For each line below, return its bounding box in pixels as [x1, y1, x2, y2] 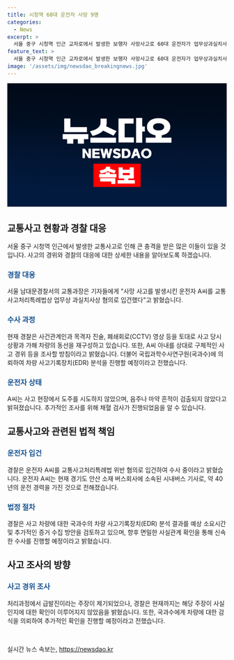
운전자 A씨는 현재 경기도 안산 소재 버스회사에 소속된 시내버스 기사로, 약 [22, 474, 214, 483]
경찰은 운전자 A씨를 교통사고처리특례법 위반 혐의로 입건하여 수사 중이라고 [7, 465, 205, 474]
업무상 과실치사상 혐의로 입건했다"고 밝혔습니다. [53, 296, 183, 304]
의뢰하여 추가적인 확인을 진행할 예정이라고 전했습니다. [19, 616, 166, 624]
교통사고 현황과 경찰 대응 [7, 222, 107, 234]
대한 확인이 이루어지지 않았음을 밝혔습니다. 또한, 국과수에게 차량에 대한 [25, 608, 217, 616]
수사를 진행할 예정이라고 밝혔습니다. [14, 537, 111, 545]
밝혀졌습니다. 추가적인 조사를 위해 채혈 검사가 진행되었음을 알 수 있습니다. [7, 403, 206, 412]
